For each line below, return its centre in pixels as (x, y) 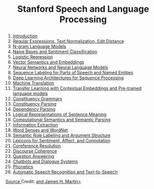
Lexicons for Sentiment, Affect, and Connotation (62, 141)
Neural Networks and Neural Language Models (60, 67)
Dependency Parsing (34, 109)
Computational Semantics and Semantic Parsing (62, 120)
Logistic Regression (33, 57)
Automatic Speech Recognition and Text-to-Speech (65, 172)
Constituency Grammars (37, 99)
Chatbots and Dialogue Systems (45, 161)
